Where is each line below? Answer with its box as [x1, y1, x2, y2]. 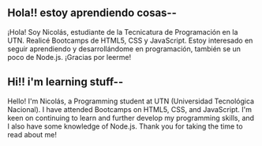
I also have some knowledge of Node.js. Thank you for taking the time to [7, 122, 243, 131]
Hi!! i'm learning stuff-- [7, 75, 124, 89]
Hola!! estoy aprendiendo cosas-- [7, 6, 177, 20]
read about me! [7, 129, 57, 139]
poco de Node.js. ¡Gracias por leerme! [7, 52, 132, 62]
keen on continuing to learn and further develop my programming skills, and [7, 113, 254, 122]
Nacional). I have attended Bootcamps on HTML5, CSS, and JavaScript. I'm [7, 104, 252, 114]
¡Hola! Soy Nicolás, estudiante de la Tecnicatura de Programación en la [7, 27, 238, 36]
